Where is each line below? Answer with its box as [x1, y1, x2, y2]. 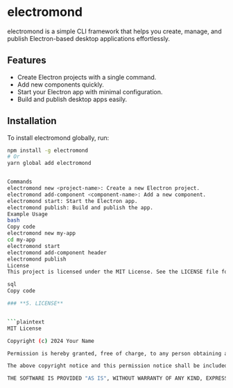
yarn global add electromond [7, 160, 92, 167]
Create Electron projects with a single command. [17, 73, 157, 81]
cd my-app [7, 236, 36, 243]
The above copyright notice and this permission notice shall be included [7, 362, 228, 369]
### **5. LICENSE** [7, 300, 64, 307]
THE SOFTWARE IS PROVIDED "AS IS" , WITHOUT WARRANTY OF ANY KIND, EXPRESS [7, 375, 228, 382]
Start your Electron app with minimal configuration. [17, 87, 163, 96]
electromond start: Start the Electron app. [7, 197, 138, 204]
